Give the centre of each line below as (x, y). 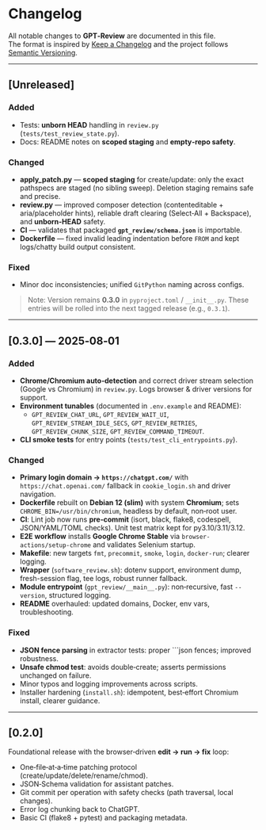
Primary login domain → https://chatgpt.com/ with (104, 477)
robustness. (39, 658)
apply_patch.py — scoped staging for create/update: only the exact (131, 179)
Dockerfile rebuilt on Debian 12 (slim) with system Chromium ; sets (129, 503)
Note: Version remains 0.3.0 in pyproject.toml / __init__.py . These (138, 300)
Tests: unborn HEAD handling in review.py (89, 124)
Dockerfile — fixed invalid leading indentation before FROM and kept (129, 238)
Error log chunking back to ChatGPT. (80, 809)
